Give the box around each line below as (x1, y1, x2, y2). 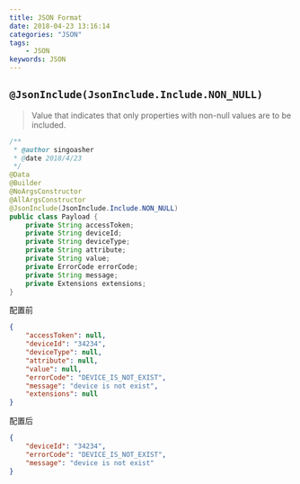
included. (31, 119, 66, 130)
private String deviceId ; (25, 229, 123, 238)
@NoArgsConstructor (9, 187, 83, 196)
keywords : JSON (9, 55, 66, 64)
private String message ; (25, 271, 119, 280)
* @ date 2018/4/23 (13, 154, 83, 163)
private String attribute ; (25, 246, 127, 255)
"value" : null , (25, 364, 83, 373)
